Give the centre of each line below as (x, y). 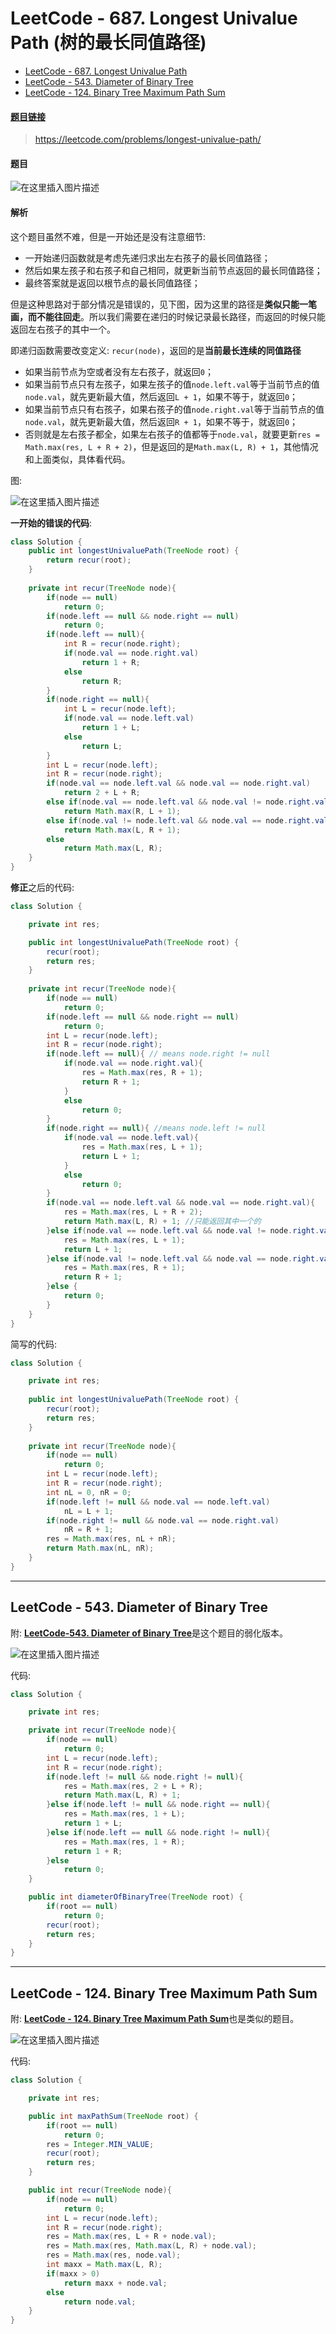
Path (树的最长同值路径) (108, 43)
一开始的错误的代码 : (51, 523)
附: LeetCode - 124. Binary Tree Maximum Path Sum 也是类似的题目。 (155, 2019)
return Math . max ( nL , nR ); (100, 1548)
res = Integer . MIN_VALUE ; (100, 2144)
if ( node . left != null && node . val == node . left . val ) (158, 1502)
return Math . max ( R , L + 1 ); (122, 811)
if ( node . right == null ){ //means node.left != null (156, 1128)
